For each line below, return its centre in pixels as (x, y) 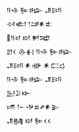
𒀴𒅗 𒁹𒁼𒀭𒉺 (30, 24)
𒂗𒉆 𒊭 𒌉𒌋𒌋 (29, 121)
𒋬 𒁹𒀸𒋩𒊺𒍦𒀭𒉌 (33, 107)
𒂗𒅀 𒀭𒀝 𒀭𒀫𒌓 (36, 65)
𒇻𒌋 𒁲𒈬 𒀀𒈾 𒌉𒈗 (39, 51)
